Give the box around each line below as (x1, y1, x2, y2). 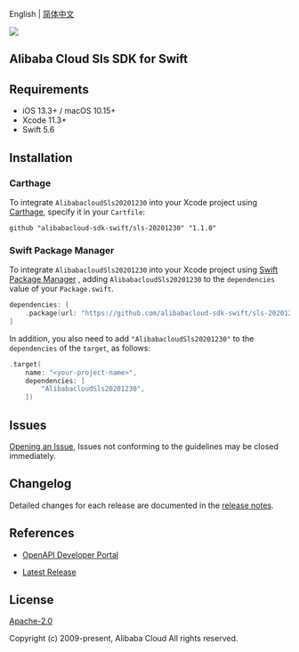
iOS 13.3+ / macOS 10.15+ (21, 106, 117, 117)
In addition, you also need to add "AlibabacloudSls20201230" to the (9, 333, 255, 343)
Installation (9, 150, 73, 165)
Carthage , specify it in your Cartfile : (9, 206, 145, 217)
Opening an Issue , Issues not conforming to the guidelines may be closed (9, 441, 279, 452)
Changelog (9, 476, 72, 492)
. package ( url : (25, 309, 77, 318)
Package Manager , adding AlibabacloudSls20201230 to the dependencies (9, 274, 276, 285)
